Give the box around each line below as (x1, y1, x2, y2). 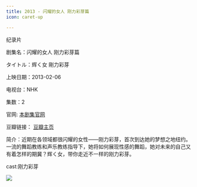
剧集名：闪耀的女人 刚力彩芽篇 (6, 48, 80, 56)
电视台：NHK (6, 86, 38, 93)
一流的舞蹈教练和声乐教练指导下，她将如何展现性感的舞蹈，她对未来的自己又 (6, 143, 191, 150)
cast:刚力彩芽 (6, 162, 39, 170)
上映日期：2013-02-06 (6, 73, 62, 80)
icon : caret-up (6, 14, 43, 20)
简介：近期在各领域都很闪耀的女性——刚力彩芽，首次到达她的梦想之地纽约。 (6, 135, 191, 142)
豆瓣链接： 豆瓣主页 (6, 123, 54, 130)
